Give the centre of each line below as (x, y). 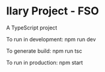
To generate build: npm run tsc (44, 51)
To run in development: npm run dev (51, 39)
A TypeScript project (32, 28)
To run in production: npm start (45, 62)
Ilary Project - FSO (52, 11)
